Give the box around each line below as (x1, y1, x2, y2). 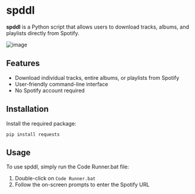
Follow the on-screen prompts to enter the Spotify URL (14, 181, 150, 188)
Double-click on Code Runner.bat (14, 175, 96, 182)
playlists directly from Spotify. (6, 29, 79, 36)
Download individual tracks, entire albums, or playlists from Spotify (14, 74, 179, 81)
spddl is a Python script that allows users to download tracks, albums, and (6, 23, 190, 30)
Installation (6, 104, 49, 114)
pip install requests (6, 132, 60, 137)
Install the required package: (6, 120, 76, 127)
